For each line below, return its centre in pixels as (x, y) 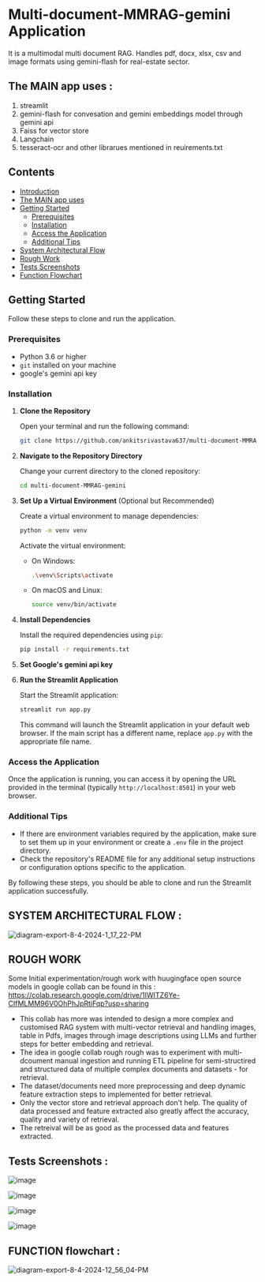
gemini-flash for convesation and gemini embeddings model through (131, 114)
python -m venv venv (53, 530)
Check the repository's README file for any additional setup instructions (137, 859)
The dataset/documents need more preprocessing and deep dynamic (132, 1086)
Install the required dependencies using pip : (91, 635)
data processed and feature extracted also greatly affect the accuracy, (134, 1111)
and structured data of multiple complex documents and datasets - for (134, 1069)
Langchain (37, 139)
